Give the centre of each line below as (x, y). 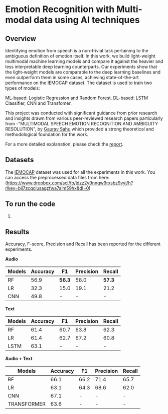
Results (17, 232)
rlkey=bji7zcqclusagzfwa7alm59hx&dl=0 (47, 188)
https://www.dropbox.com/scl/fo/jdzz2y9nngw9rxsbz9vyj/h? (70, 183)
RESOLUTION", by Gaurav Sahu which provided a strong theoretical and (79, 129)
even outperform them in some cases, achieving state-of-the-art (72, 77)
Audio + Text (19, 359)
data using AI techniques (87, 20)
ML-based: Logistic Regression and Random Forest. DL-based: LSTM (77, 98)
